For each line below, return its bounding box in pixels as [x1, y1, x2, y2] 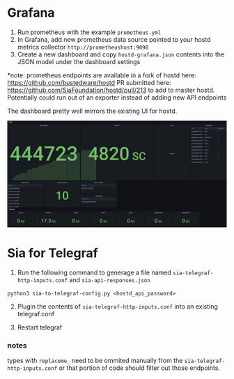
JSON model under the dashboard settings [17, 57, 141, 65]
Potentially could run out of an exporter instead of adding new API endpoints [7, 93, 227, 102]
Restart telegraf [17, 323, 63, 332]
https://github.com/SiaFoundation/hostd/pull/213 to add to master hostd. [7, 86, 215, 94]
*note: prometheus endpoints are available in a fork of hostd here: [7, 71, 196, 79]
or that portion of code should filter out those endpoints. [58, 364, 221, 372]
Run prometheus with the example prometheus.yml [17, 28, 162, 36]
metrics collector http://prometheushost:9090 [17, 42, 149, 51]
